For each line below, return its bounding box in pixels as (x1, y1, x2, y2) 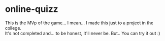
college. (5, 25, 22, 31)
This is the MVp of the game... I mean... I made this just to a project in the (5, 20, 154, 26)
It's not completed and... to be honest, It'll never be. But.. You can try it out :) (5, 30, 161, 36)
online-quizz (5, 3, 58, 15)
